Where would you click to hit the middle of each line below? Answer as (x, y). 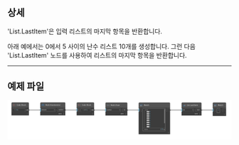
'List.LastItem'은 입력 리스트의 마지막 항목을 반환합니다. (85, 31)
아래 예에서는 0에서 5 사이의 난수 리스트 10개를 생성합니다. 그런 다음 (101, 46)
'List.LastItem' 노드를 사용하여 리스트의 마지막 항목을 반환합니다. (97, 55)
